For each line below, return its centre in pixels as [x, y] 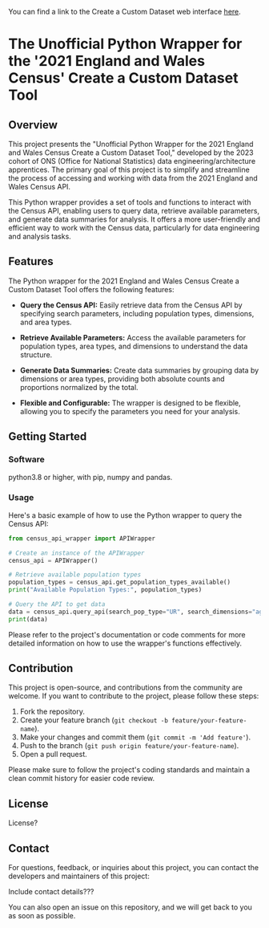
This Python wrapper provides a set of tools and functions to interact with [130, 202]
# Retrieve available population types [75, 575]
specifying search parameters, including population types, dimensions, [137, 313]
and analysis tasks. [40, 236]
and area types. [46, 322]
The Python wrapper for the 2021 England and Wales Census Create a [124, 281]
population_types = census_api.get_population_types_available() [119, 582]
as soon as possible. [42, 916]
